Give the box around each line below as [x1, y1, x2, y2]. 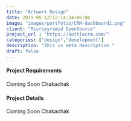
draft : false [6, 48, 39, 54]
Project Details [6, 94, 44, 102]
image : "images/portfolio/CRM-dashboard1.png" [6, 20, 126, 26]
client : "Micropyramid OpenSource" [6, 25, 96, 32]
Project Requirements [6, 67, 62, 74]
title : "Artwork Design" [6, 8, 69, 15]
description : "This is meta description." [6, 43, 115, 49]
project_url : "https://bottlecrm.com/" [6, 31, 110, 38]
